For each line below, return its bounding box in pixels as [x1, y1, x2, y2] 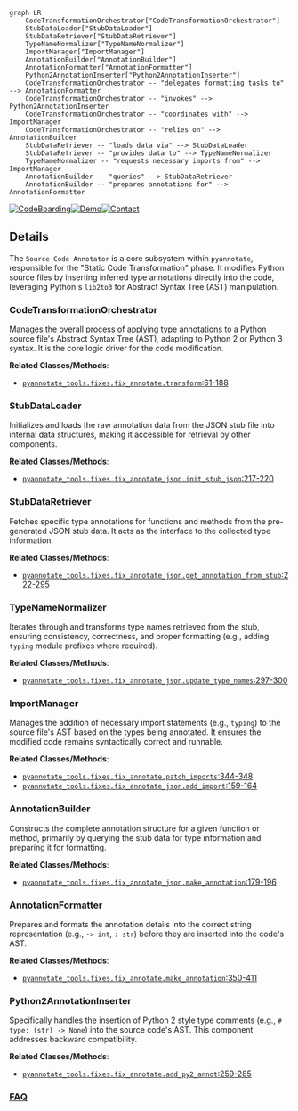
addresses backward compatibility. [9, 1034, 138, 1045]
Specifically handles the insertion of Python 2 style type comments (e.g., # [9, 1015, 282, 1025]
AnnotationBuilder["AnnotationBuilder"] [25, 55, 177, 64]
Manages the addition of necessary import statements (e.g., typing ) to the [9, 718, 281, 728]
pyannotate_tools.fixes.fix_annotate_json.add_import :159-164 [21, 780, 258, 791]
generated [9, 525, 47, 536]
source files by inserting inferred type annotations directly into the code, [9, 272, 275, 283]
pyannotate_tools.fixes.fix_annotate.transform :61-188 [21, 377, 229, 388]
